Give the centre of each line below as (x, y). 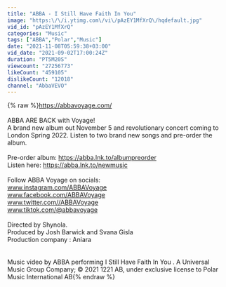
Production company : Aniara (49, 240)
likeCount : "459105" (38, 72)
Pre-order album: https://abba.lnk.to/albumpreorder (82, 158)
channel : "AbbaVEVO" (38, 86)
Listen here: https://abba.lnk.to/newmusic (67, 165)
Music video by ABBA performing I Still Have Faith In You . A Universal (108, 262)
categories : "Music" (38, 33)
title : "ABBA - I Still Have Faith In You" (72, 14)
